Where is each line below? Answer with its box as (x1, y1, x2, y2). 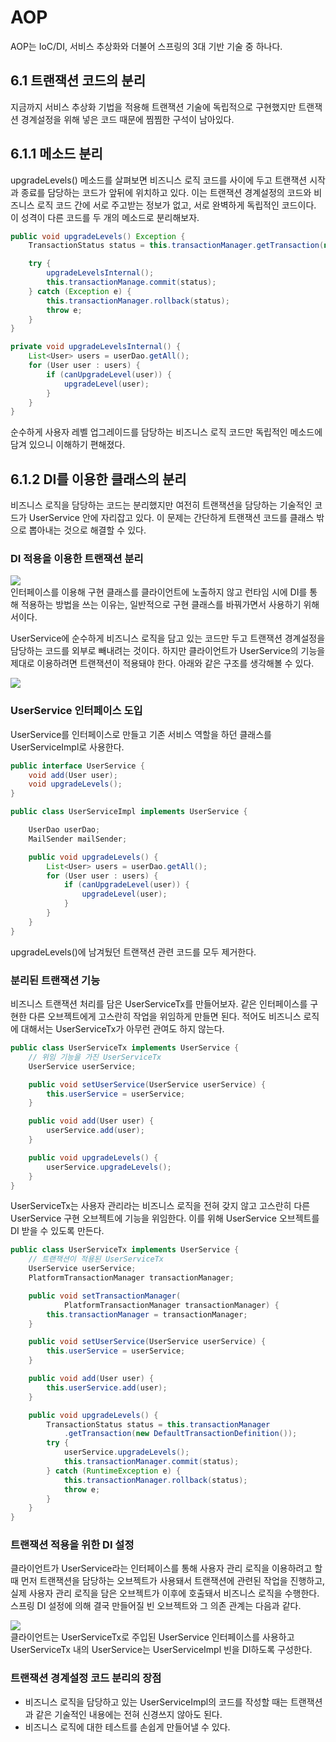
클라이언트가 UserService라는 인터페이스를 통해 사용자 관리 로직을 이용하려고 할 (10, 1562, 323, 1575)
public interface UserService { (10, 761, 145, 771)
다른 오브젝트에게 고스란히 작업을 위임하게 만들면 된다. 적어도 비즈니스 (28, 1011, 302, 1023)
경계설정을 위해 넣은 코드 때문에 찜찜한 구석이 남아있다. (20, 113, 235, 125)
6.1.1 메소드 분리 (10, 146, 103, 163)
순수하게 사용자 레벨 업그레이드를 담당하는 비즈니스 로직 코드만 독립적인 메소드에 (10, 426, 323, 438)
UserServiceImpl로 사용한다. (10, 741, 125, 753)
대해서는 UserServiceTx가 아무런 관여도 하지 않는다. (20, 1023, 225, 1035)
